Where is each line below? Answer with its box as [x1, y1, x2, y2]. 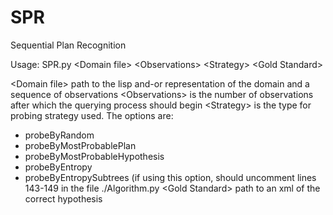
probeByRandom [24, 129, 95, 141]
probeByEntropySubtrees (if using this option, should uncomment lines [24, 171, 317, 183]
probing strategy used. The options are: [10, 109, 174, 121]
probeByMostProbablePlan [24, 139, 137, 151]
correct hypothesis [24, 192, 103, 205]
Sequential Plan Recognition [10, 39, 127, 51]
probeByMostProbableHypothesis [24, 150, 165, 162]
